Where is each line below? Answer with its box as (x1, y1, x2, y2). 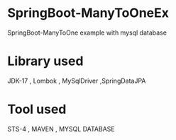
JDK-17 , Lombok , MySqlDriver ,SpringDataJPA (7, 76, 146, 85)
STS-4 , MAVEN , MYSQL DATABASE (7, 124, 115, 133)
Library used (7, 53, 84, 69)
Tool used (7, 101, 67, 117)
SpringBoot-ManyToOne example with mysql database (7, 28, 167, 37)
